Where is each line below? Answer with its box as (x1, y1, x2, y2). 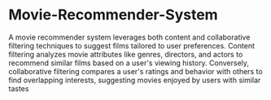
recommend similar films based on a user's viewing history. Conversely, (8, 58, 250, 68)
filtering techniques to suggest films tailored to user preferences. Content (8, 40, 255, 50)
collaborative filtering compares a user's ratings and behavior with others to (8, 66, 263, 76)
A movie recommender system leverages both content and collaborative (8, 32, 251, 42)
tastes (8, 83, 29, 94)
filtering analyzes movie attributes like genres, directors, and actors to (8, 49, 243, 59)
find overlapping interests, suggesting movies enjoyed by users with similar (8, 75, 261, 85)
